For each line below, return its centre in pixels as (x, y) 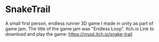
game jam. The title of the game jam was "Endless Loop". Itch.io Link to (80, 28)
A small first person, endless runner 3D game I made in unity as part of (79, 23)
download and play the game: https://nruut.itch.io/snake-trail (69, 34)
